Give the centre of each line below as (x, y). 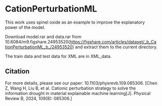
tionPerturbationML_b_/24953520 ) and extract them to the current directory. (81, 47)
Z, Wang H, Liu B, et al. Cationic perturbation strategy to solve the (71, 88)
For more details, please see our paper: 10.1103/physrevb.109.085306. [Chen (81, 83)
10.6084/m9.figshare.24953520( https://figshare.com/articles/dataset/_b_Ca (81, 41)
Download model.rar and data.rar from (43, 37)
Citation (17, 72)
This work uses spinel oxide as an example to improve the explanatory (75, 22)
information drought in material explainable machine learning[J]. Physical (78, 93)
